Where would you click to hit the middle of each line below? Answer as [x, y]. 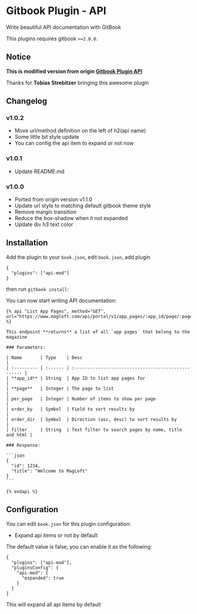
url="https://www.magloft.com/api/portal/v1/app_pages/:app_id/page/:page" [101, 316]
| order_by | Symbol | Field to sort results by [70, 409]
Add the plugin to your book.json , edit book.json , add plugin [78, 257]
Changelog [27, 101]
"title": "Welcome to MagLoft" [50, 471]
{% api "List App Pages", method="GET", [56, 311]
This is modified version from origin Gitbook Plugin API [74, 71]
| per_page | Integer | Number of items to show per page [81, 399]
